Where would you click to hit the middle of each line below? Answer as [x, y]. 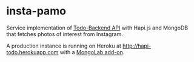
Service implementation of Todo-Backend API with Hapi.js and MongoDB [97, 28]
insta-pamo [36, 11]
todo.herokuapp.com [32, 52]
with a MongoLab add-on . [92, 52]
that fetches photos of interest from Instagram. [65, 34]
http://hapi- [137, 46]
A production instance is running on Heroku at [64, 46]
